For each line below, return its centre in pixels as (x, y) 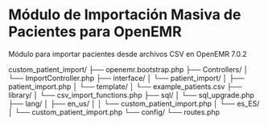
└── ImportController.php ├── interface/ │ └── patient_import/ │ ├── (126, 78)
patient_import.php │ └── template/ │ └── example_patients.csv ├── (125, 87)
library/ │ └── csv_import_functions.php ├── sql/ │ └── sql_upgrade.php (132, 95)
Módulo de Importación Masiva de (125, 15)
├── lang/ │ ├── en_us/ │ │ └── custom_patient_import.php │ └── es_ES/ (134, 103)
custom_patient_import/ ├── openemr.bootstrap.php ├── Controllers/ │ (128, 69)
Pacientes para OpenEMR (95, 32)
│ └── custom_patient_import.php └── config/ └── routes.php (114, 112)
